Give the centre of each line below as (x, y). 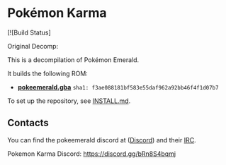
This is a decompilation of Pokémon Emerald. (73, 60)
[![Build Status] (29, 32)
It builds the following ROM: (48, 73)
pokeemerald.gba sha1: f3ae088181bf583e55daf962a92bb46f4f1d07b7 (118, 87)
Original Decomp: (33, 46)
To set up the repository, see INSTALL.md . (69, 101)
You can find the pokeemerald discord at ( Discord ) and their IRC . (102, 140)
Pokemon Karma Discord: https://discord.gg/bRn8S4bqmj (91, 154)
